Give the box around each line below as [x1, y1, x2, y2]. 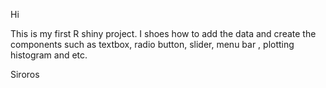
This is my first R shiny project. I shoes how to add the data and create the [10, 28, 317, 39]
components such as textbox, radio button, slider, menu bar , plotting [10, 39, 295, 50]
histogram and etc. [10, 49, 88, 61]
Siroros [10, 69, 40, 80]
